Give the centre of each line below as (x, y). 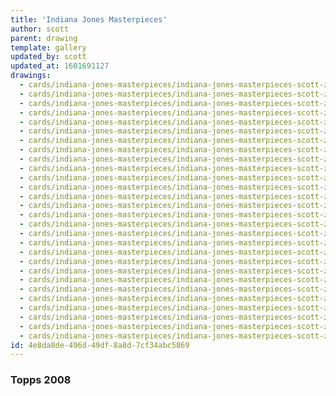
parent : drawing (44, 38)
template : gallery (48, 47)
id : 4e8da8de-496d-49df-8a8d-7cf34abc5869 (100, 345)
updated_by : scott (48, 57)
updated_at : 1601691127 (60, 66)
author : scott (40, 29)
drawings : (31, 76)
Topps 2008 (41, 380)
